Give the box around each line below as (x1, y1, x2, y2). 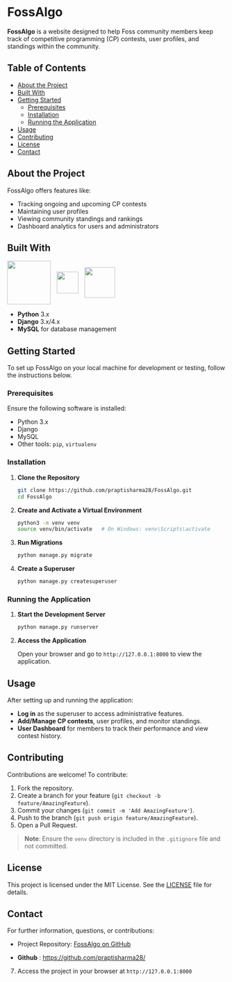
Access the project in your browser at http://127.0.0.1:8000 (17, 967, 192, 976)
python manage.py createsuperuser (17, 578, 117, 585)
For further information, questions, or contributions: (7, 926, 155, 935)
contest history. (17, 732, 63, 740)
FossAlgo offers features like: (7, 186, 92, 194)
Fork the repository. (17, 783, 74, 792)
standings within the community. (7, 42, 101, 50)
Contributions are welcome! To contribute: (7, 770, 129, 778)
